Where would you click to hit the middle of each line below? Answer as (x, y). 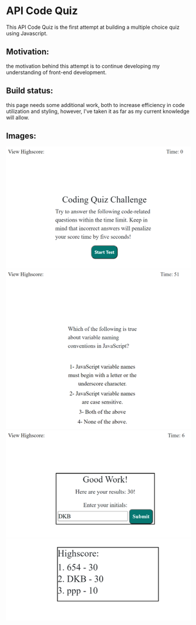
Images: (21, 136)
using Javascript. (27, 33)
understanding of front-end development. (56, 72)
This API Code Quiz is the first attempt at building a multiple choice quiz (93, 27)
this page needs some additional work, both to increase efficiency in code (95, 105)
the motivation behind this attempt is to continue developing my (83, 66)
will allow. (18, 117)
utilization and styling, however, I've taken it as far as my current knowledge (98, 111)
